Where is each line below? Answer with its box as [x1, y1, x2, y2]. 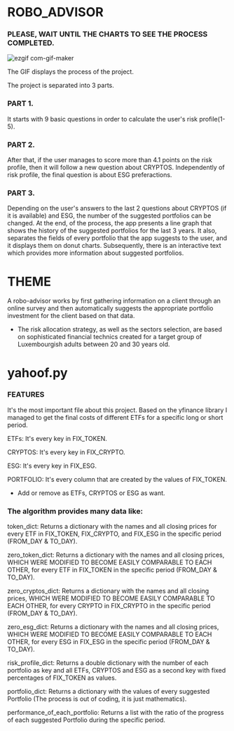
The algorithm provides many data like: [7, 506, 144, 516]
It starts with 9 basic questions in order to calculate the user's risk [7, 114, 198, 123]
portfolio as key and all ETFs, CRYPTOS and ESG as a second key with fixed [7, 666, 226, 675]
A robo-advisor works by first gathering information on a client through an [7, 296, 221, 305]
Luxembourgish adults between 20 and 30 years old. [17, 340, 170, 348]
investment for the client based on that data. [7, 312, 135, 320]
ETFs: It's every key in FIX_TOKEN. [7, 434, 107, 442]
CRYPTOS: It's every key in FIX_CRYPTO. [7, 447, 125, 456]
